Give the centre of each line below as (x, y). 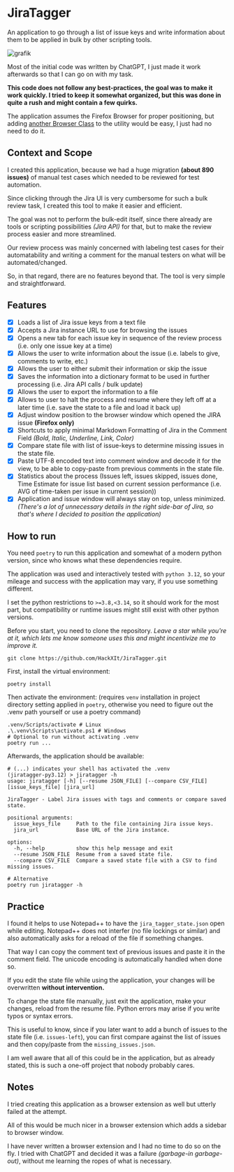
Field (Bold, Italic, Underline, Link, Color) (75, 438)
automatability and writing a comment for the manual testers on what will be (116, 255)
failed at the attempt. (37, 1111)
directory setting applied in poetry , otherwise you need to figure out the (110, 704)
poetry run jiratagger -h (45, 885)
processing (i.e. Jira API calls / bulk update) (80, 384)
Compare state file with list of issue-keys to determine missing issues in (121, 446)
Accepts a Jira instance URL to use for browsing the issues (102, 330)
